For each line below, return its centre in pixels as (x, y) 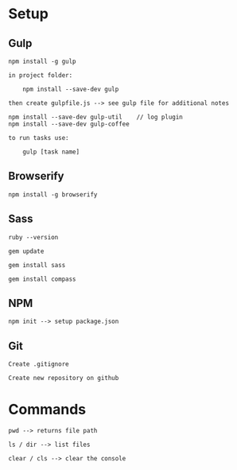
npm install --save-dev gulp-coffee (69, 124)
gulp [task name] (51, 152)
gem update (26, 251)
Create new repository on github (64, 379)
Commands (47, 410)
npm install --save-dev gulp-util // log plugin (95, 117)
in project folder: (41, 76)
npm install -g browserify (53, 194)
